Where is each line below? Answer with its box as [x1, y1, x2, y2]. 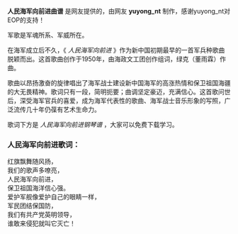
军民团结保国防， [7, 201, 57, 210]
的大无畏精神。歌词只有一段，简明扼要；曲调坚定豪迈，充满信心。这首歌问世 [7, 88, 231, 96]
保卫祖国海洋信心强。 [7, 184, 69, 192]
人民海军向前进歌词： [7, 140, 80, 150]
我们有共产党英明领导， [7, 211, 76, 219]
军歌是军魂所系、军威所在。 [7, 31, 89, 39]
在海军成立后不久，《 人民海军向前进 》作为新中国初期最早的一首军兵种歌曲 [7, 46, 225, 54]
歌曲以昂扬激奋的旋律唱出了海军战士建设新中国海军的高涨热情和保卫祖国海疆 [7, 79, 231, 87]
